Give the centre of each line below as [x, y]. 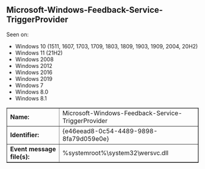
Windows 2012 [34, 66]
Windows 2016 [34, 72]
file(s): [20, 157]
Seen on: [18, 34]
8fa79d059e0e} [85, 138]
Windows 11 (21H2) [39, 53]
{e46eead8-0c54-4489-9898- [110, 131]
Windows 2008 [34, 59]
